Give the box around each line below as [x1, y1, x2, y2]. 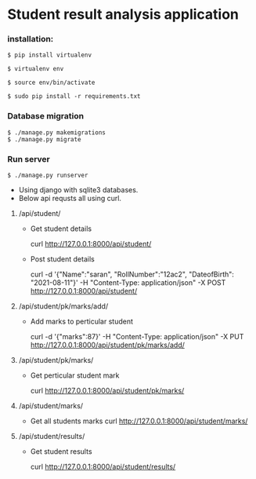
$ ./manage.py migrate [7, 135, 81, 143]
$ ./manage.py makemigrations [7, 128, 106, 137]
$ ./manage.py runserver [7, 171, 88, 180]
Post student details [30, 254, 95, 264]
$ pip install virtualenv [7, 51, 92, 60]
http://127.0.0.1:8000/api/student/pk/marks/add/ [30, 340, 186, 350]
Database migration [7, 111, 84, 122]
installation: [7, 34, 54, 45]
